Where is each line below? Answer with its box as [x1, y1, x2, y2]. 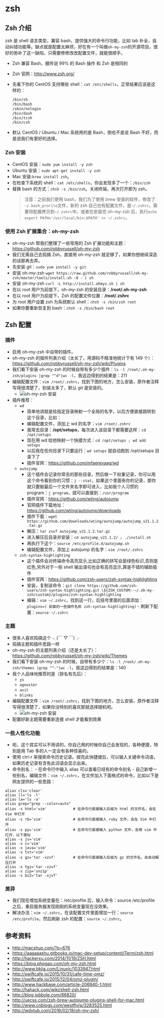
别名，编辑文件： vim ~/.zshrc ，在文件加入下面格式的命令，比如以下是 [16, 772, 159, 778]
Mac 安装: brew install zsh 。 [12, 173, 72, 179]
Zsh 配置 [5, 321, 32, 329]
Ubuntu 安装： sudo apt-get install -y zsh [12, 167, 101, 173]
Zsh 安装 [5, 149, 26, 156]
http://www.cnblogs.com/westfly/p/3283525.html [12, 1002, 112, 1008]
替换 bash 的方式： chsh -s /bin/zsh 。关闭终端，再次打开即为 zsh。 [12, 186, 150, 192]
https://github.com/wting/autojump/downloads [26, 507, 121, 513]
